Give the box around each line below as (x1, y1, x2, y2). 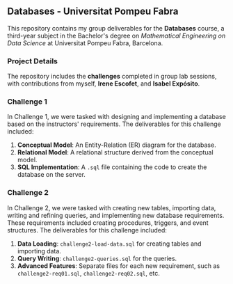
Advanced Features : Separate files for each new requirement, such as (17, 261, 220, 270)
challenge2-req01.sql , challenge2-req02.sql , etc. (17, 269, 160, 277)
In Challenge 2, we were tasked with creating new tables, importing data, (7, 203, 216, 212)
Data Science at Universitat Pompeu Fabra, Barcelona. (7, 38, 163, 47)
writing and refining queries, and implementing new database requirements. (7, 211, 225, 219)
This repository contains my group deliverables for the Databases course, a (7, 24, 225, 32)
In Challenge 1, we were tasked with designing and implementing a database (7, 113, 226, 121)
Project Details (7, 56, 58, 65)
